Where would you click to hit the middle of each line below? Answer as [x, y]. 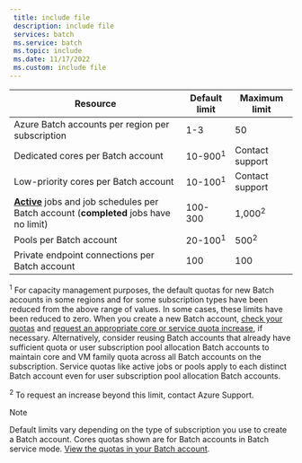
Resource [96, 103]
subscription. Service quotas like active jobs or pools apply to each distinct [148, 366]
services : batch [44, 34]
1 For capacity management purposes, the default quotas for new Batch [142, 289]
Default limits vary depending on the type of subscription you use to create [148, 429]
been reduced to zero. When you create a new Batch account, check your [146, 319]
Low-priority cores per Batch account [94, 181]
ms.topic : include [48, 51]
